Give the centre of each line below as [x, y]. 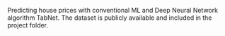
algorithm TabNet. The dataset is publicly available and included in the [110, 18]
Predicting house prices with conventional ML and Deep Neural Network [112, 10]
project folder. [28, 25]
